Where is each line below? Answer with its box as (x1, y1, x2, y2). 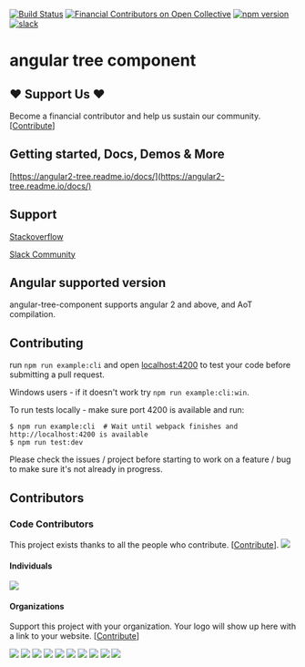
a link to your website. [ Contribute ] (9, 631, 139, 641)
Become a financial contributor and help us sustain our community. (9, 110, 261, 121)
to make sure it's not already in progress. (9, 464, 163, 475)
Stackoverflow (9, 231, 64, 241)
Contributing (9, 335, 84, 351)
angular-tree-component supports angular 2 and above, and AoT (9, 299, 253, 310)
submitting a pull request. (9, 369, 105, 380)
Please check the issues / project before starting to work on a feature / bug (9, 454, 291, 465)
